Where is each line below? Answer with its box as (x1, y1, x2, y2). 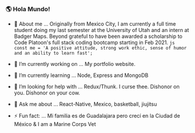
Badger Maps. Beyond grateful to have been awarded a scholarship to (13, 33, 183, 40)
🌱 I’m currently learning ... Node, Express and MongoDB (13, 72, 149, 79)
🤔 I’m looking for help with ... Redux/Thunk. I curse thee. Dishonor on (13, 83, 180, 90)
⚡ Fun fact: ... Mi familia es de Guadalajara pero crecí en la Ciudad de (13, 113, 180, 120)
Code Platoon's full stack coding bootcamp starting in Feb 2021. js (13, 39, 175, 46)
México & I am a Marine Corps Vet (13, 121, 96, 128)
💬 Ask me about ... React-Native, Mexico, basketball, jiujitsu (13, 101, 157, 108)
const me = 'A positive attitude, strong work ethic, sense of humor (13, 45, 187, 51)
